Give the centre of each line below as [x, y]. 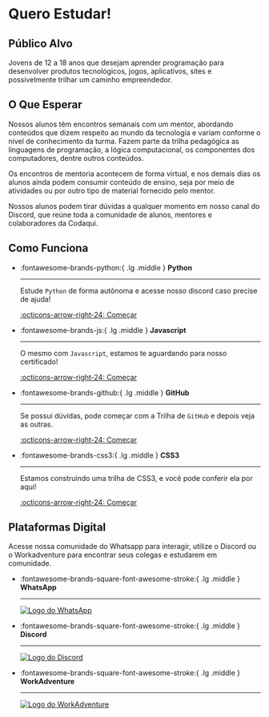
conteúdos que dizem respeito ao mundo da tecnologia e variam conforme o [134, 132]
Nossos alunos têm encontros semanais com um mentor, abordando [121, 124]
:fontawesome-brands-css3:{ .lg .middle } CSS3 [100, 455]
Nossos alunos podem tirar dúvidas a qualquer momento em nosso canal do [134, 206]
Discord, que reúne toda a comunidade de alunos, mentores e [110, 214]
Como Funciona [48, 248]
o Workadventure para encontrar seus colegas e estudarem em [113, 555]
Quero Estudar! [60, 14]
